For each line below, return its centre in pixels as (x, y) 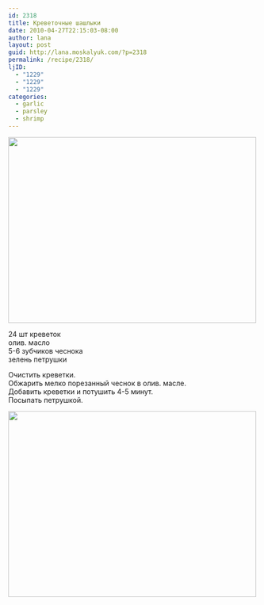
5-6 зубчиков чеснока (46, 350)
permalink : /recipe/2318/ (51, 60)
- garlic (30, 104)
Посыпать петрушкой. (46, 400)
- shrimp (30, 119)
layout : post (30, 45)
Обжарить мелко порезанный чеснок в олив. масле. (98, 383)
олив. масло (29, 343)
